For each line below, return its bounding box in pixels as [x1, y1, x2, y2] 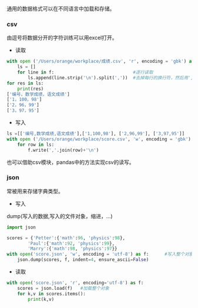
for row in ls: [17, 142, 55, 148]
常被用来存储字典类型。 [6, 188, 63, 195]
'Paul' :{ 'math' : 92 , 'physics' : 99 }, [28, 240, 115, 246]
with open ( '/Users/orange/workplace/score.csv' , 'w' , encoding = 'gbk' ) [6, 136, 192, 142]
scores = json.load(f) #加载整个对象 [17, 285, 109, 291]
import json [6, 224, 36, 230]
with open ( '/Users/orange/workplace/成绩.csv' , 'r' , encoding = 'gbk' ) [6, 58, 187, 65]
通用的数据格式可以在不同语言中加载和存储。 [6, 5, 115, 12]
